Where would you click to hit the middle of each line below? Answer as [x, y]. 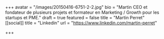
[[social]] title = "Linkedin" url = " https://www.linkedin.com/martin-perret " [81, 23]
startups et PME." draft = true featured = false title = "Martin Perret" [75, 18]
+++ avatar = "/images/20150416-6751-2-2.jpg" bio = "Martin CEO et [76, 7]
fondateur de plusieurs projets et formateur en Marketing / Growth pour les [82, 12]
